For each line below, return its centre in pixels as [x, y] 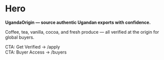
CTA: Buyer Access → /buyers [36, 52]
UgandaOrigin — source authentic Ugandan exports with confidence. [78, 22]
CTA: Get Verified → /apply [33, 47]
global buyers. [20, 37]
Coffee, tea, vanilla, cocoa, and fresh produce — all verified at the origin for [82, 32]
